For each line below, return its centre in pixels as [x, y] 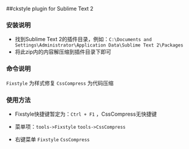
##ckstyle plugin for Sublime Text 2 [50, 9]
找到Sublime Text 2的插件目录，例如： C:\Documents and [83, 39]
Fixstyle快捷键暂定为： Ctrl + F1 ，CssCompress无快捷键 [86, 114]
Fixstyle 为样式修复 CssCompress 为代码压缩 [60, 83]
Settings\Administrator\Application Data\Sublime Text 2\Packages [99, 45]
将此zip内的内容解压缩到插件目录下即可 [63, 52]
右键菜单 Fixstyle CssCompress [52, 139]
